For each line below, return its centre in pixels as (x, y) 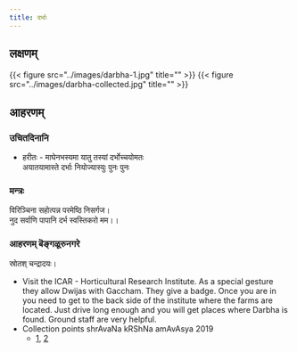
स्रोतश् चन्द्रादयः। (33, 263)
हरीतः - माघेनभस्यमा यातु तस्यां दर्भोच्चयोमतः (83, 158)
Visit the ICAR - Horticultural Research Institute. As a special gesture (148, 281)
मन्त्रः (17, 191)
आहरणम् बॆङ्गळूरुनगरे (45, 244)
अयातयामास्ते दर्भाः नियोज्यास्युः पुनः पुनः (76, 168)
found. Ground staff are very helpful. (89, 319)
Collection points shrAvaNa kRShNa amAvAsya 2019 (118, 328)
